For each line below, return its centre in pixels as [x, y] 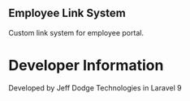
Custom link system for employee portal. [76, 32]
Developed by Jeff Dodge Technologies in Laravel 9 [95, 87]
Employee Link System [67, 13]
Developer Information [86, 65]
